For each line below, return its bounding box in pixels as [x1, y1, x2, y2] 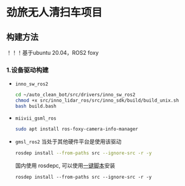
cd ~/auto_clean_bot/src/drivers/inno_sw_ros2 [15, 92, 136, 98]
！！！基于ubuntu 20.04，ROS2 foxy [6, 49, 99, 56]
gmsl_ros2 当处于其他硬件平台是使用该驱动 [15, 138, 122, 145]
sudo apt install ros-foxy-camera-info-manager [15, 126, 138, 132]
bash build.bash [15, 103, 57, 110]
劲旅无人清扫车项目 [6, 5, 103, 20]
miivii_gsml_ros [15, 115, 57, 121]
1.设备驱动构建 [6, 65, 49, 74]
